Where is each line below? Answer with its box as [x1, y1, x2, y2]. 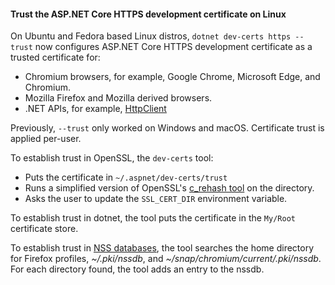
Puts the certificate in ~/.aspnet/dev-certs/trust [24, 171, 228, 184]
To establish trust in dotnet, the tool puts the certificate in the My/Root [10, 212, 296, 224]
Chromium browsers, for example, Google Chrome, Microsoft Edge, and [24, 71, 321, 83]
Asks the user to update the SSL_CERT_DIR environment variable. [24, 193, 288, 205]
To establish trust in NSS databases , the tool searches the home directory [10, 242, 315, 254]
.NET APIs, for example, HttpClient [24, 103, 167, 115]
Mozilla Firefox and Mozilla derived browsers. [24, 92, 213, 104]
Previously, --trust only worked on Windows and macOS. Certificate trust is [10, 122, 325, 134]
